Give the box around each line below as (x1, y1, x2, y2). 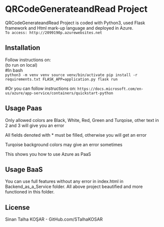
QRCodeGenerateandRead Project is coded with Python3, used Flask (5, 20, 145, 26)
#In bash (5, 67, 23, 73)
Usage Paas (5, 104, 42, 113)
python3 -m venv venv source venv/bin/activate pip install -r (5, 73, 138, 77)
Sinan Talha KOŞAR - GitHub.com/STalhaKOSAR (5, 216, 103, 223)
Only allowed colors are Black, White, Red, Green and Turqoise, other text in (5, 117, 159, 123)
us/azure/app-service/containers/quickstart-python (5, 90, 113, 96)
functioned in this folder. (5, 189, 55, 195)
